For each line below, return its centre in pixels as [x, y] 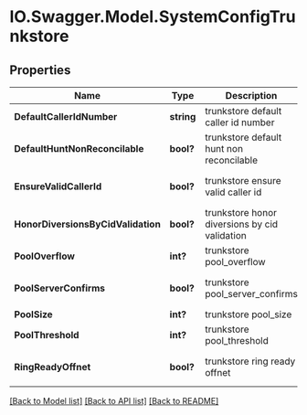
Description [251, 96]
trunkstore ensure [243, 181]
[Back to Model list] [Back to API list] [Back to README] [114, 401]
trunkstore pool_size [249, 314]
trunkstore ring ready [250, 361]
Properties [40, 70]
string [183, 117]
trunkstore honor [241, 213]
